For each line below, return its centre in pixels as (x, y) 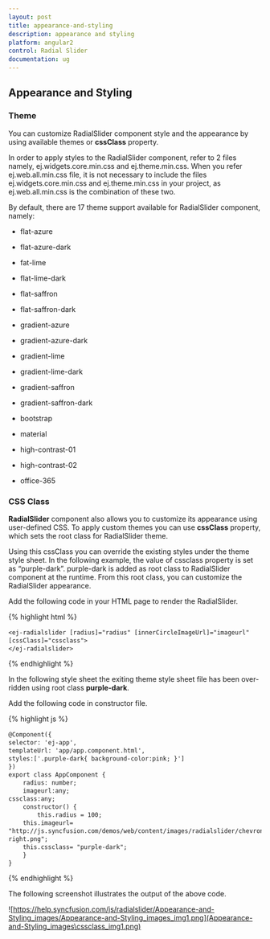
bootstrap (36, 418)
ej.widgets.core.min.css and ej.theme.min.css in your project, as (115, 183)
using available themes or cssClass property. (84, 141)
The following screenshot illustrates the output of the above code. (117, 893)
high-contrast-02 (49, 465)
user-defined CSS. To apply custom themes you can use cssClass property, (135, 527)
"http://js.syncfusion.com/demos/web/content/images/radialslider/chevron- (138, 831)
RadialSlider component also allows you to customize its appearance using (133, 519)
